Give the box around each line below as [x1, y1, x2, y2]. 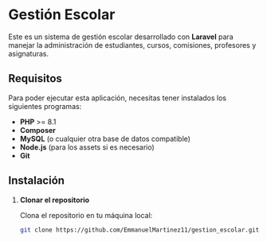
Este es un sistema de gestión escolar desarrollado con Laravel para [8, 32, 234, 41]
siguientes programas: [8, 101, 82, 111]
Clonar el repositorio [19, 195, 90, 205]
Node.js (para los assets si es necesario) [19, 142, 155, 152]
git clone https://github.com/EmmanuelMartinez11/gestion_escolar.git [19, 225, 260, 234]
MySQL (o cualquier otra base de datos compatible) [19, 134, 191, 143]
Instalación [8, 174, 65, 188]
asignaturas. [8, 49, 49, 58]
